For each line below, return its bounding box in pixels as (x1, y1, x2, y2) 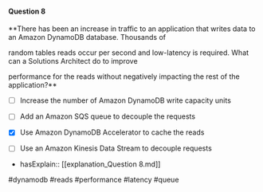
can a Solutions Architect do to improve (8, 57, 138, 66)
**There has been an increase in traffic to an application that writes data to (8, 24, 256, 33)
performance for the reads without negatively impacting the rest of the (8, 72, 241, 81)
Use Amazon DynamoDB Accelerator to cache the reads (19, 127, 205, 137)
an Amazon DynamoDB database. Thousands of (8, 33, 166, 42)
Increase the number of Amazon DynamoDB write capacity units (19, 96, 231, 105)
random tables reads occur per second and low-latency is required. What (8, 48, 249, 57)
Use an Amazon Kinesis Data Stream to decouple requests (19, 143, 213, 153)
